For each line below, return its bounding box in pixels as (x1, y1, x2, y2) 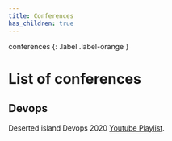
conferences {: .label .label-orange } (8, 41, 129, 51)
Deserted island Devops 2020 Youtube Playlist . (8, 122, 166, 133)
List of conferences (8, 69, 141, 88)
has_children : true (8, 19, 74, 27)
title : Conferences (8, 11, 74, 20)
